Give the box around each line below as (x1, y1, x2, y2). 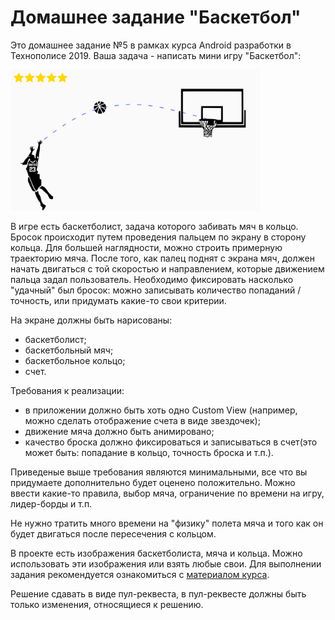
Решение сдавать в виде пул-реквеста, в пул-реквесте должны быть (10, 587, 307, 600)
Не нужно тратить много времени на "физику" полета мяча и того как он (10, 517, 324, 529)
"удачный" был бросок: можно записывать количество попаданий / (10, 284, 302, 296)
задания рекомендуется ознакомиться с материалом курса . (10, 568, 270, 580)
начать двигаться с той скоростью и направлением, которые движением (10, 262, 325, 275)
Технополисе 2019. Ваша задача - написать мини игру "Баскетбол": (10, 49, 302, 61)
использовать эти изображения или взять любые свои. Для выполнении (10, 557, 322, 570)
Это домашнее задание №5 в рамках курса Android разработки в (10, 39, 292, 51)
